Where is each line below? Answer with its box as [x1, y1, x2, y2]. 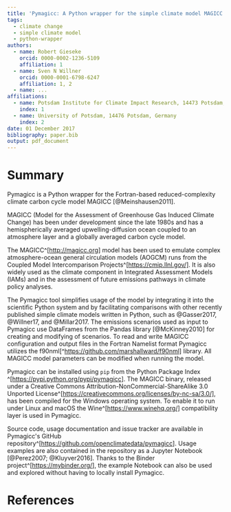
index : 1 [19, 106, 45, 113]
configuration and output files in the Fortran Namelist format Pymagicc [7, 340, 208, 348]
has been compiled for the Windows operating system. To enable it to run [7, 397, 215, 405]
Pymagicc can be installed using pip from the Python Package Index [7, 368, 201, 376]
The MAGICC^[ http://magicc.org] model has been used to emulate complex [7, 246, 221, 254]
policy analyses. [7, 282, 53, 291]
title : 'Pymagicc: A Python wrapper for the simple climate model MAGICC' [7, 10, 226, 17]
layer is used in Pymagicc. [7, 412, 81, 420]
